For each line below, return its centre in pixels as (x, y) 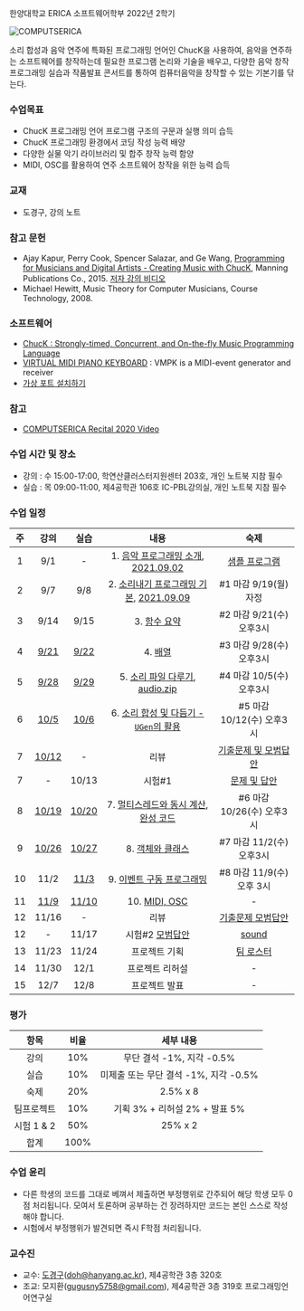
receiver (38, 373)
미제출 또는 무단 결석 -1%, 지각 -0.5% (180, 1075)
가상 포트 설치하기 (54, 384)
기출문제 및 (240, 751)
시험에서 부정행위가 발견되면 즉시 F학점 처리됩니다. (112, 1228)
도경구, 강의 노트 (52, 212)
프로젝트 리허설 (157, 969)
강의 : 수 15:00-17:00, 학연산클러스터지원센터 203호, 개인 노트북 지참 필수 (152, 475)
